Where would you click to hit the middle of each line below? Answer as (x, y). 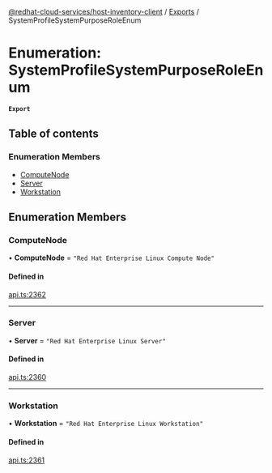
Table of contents (53, 134)
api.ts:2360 (28, 377)
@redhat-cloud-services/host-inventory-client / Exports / (104, 12)
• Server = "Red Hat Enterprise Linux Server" (87, 340)
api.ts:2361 (27, 460)
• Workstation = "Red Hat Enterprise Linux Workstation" (106, 424)
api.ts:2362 (28, 294)
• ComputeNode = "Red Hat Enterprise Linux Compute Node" (112, 258)
